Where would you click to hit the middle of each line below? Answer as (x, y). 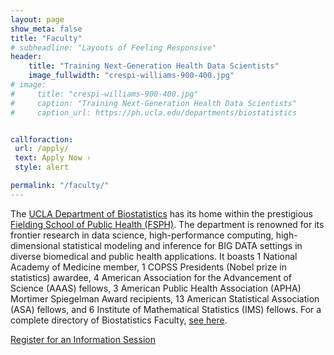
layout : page (37, 19)
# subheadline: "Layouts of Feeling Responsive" (113, 47)
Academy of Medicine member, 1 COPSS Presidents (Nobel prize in (148, 267)
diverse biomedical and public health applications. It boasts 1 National (154, 256)
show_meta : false (46, 29)
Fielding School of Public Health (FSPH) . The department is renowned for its (167, 224)
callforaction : (42, 139)
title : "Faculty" (46, 38)
